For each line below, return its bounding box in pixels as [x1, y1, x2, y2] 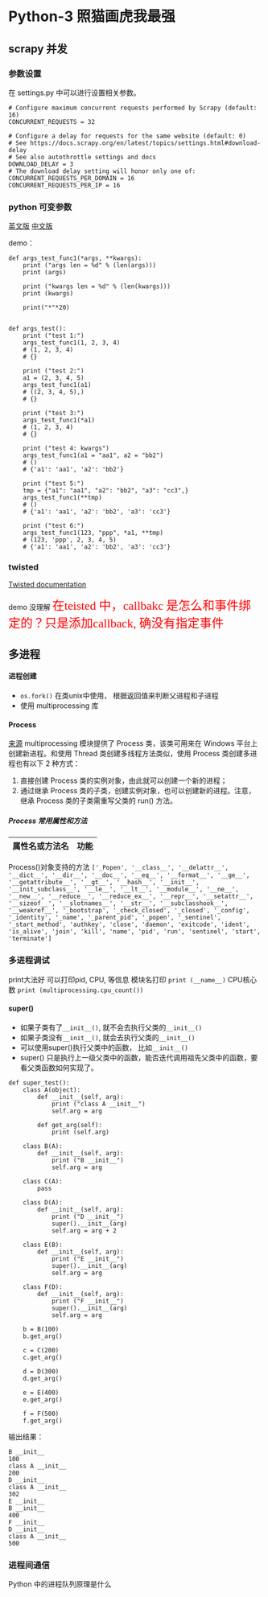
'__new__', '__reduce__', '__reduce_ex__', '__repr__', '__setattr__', [8, 892, 254, 901]
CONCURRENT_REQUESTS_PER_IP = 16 [8, 181, 121, 189]
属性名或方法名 [12, 841, 70, 852]
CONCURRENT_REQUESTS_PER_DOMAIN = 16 [8, 174, 135, 182]
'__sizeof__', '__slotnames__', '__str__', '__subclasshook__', [8, 899, 229, 908]
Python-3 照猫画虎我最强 [8, 7, 175, 26]
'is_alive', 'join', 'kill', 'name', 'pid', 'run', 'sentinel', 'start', [8, 928, 262, 936]
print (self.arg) [51, 1128, 110, 1136]
